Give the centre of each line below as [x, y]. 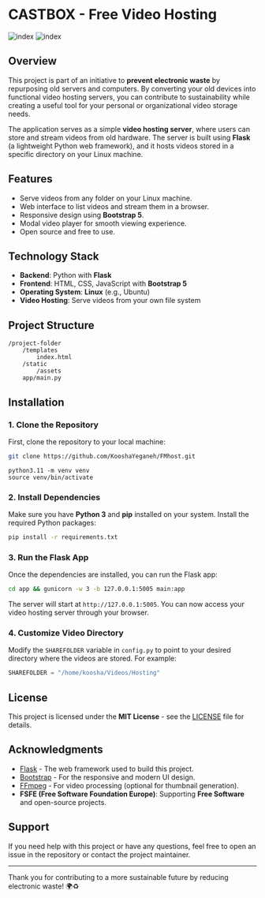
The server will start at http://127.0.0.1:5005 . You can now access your [126, 604]
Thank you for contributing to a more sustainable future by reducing [118, 877]
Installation [36, 402]
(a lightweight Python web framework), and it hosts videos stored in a [121, 146]
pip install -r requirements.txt [63, 537]
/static [35, 365]
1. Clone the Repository [53, 425]
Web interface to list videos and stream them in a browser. [114, 206]
